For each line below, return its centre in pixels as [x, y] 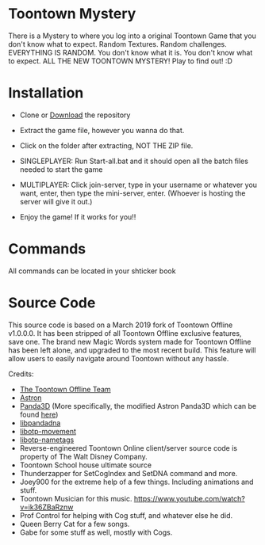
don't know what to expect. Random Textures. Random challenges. [118, 44]
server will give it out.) [56, 201]
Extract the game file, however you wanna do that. [102, 130]
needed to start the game [61, 169]
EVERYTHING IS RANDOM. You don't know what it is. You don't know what [131, 52]
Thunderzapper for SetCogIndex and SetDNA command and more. [129, 473]
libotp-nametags [47, 440]
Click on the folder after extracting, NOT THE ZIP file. [106, 145]
